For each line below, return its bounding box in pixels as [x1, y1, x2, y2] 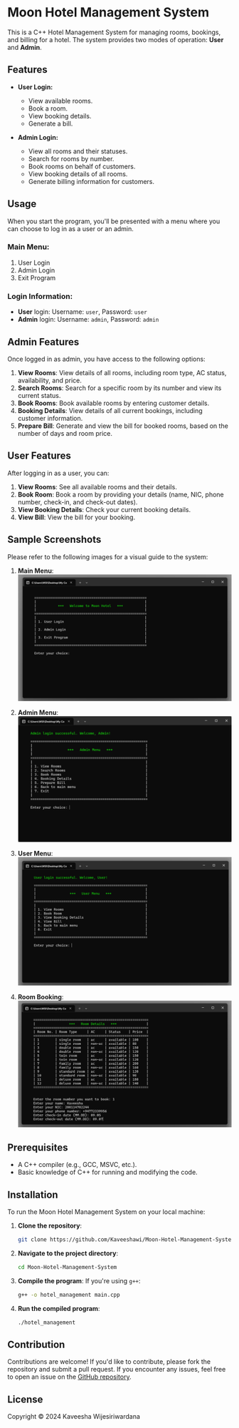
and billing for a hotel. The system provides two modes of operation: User [7, 35, 224, 44]
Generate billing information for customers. [28, 177, 155, 185]
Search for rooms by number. [28, 154, 115, 163]
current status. [17, 391, 61, 399]
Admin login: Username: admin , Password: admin [17, 315, 159, 324]
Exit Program [17, 273, 56, 282]
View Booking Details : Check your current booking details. [17, 505, 191, 514]
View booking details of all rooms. [28, 169, 128, 178]
